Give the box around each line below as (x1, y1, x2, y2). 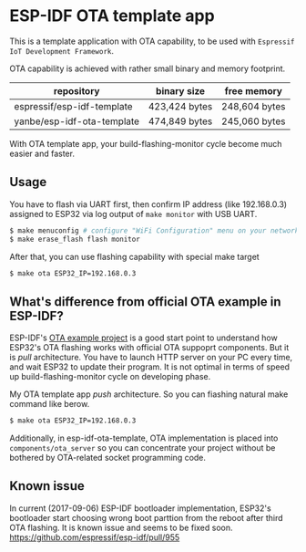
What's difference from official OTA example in (9, 294, 281, 309)
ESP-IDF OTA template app (9, 5, 216, 26)
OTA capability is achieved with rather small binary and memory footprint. (9, 63, 286, 74)
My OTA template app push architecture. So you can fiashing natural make (9, 389, 289, 400)
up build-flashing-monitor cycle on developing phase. (9, 371, 211, 382)
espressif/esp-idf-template (14, 99, 134, 112)
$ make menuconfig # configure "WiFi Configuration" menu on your (9, 225, 267, 235)
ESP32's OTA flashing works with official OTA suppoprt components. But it (9, 342, 290, 353)
